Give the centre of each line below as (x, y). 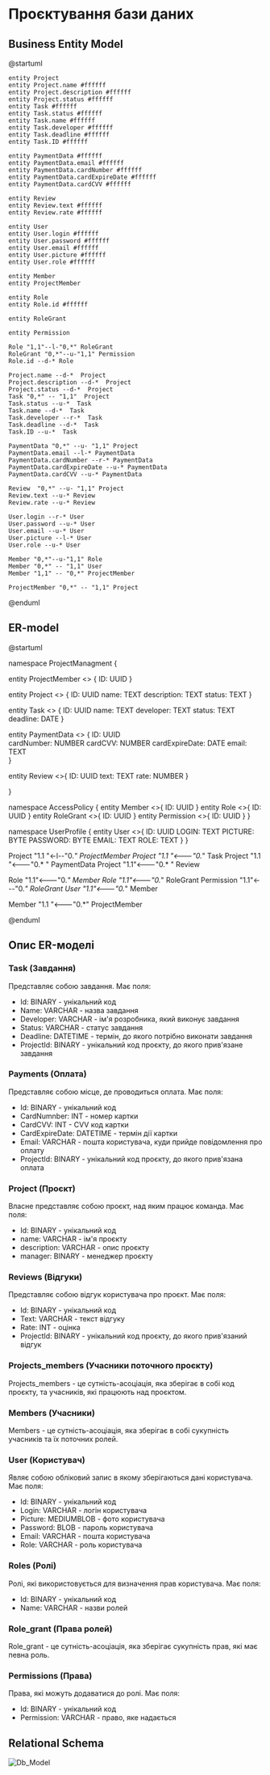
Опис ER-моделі (52, 946)
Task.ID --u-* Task (43, 432)
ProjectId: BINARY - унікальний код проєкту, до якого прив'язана (131, 1159)
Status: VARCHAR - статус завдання (81, 1027)
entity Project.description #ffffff (70, 92)
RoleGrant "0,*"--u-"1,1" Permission (72, 354)
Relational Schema (56, 1743)
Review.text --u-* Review (52, 496)
